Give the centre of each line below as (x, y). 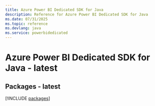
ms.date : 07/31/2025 (27, 19)
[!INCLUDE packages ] (28, 98)
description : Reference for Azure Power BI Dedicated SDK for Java (77, 14)
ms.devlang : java (23, 28)
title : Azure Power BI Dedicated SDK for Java (54, 10)
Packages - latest (33, 86)
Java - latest (31, 68)
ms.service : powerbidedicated (37, 33)
